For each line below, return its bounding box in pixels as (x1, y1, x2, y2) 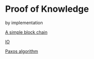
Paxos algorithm (5, 48, 39, 54)
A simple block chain (5, 29, 48, 35)
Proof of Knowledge (5, 3, 89, 15)
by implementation (5, 20, 43, 26)
